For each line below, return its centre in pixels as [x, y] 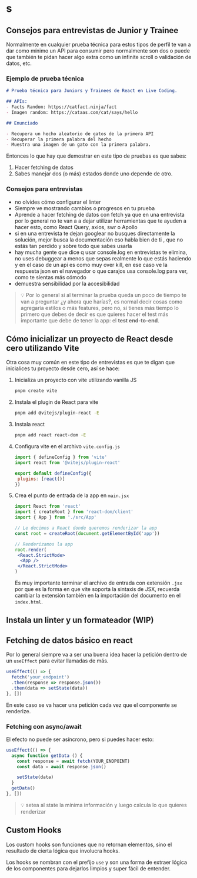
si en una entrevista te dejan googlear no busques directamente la [95, 233]
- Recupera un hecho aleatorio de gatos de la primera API [80, 134]
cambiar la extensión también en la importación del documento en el [98, 596]
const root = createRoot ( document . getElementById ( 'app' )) [87, 533]
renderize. [19, 711]
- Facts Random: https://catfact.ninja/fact [61, 107]
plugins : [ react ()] [41, 479]
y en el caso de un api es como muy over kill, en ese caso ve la [91, 265]
